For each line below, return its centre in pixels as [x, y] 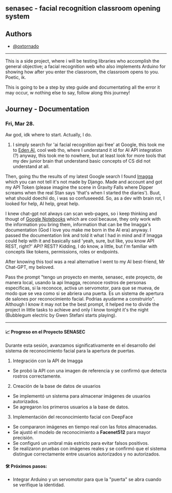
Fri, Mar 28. [20, 124]
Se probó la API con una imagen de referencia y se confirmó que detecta [90, 371]
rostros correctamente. [37, 376]
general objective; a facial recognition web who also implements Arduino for [85, 67]
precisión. [23, 438]
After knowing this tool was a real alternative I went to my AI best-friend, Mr [85, 262]
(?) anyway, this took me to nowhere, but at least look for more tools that [89, 155]
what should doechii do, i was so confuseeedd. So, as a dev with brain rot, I [85, 198]
